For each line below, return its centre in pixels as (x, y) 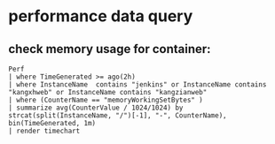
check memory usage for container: (110, 49)
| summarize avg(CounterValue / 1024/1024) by (96, 108)
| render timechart (44, 131)
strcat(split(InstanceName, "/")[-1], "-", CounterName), (118, 116)
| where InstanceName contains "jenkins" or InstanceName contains (137, 85)
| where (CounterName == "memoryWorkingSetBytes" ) (106, 100)
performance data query (101, 16)
